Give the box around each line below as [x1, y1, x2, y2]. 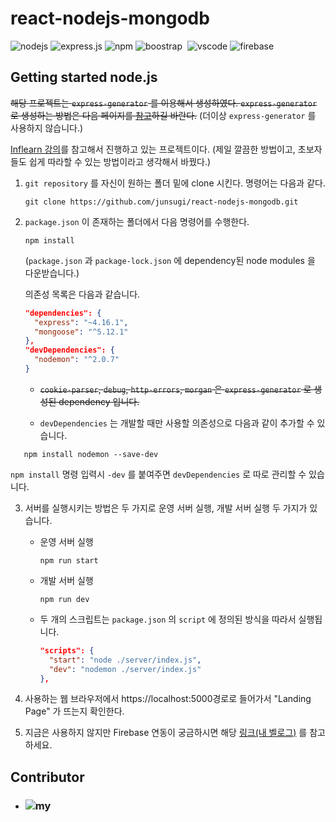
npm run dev [39, 594, 90, 604]
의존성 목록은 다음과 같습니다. [24, 288, 141, 300]
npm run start [39, 555, 99, 566]
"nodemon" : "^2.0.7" [34, 355, 120, 365]
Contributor [10, 768, 85, 786]
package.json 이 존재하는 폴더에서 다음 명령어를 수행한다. [24, 215, 250, 227]
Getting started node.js [10, 69, 158, 86]
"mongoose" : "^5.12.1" [34, 327, 129, 337]
